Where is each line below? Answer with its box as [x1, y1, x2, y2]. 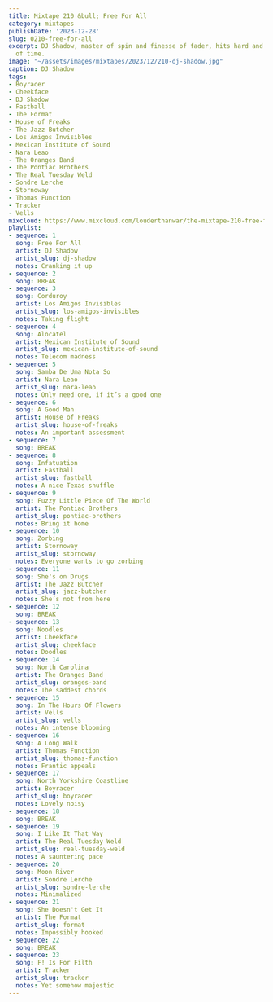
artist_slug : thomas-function [15, 754, 118, 762]
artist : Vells [15, 709, 63, 717]
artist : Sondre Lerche [15, 875, 93, 884]
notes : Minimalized [15, 890, 82, 899]
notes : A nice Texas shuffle [15, 481, 115, 490]
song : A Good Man [15, 406, 75, 414]
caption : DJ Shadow [8, 65, 75, 73]
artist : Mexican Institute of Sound [15, 337, 140, 346]
